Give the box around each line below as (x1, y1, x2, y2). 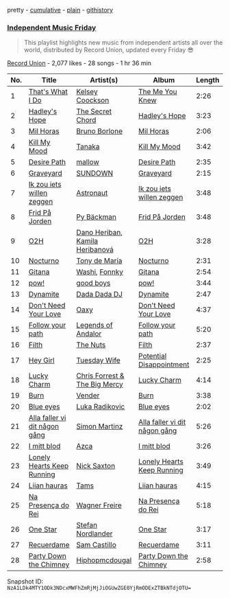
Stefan (76, 520, 98, 530)
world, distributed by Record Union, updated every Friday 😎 (23, 46, 194, 54)
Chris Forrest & (76, 371, 125, 380)
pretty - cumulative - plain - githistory (7, 6, 114, 14)
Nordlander (76, 529, 113, 538)
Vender (76, 391, 100, 400)
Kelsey (76, 87, 98, 97)
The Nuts (76, 340, 106, 349)
